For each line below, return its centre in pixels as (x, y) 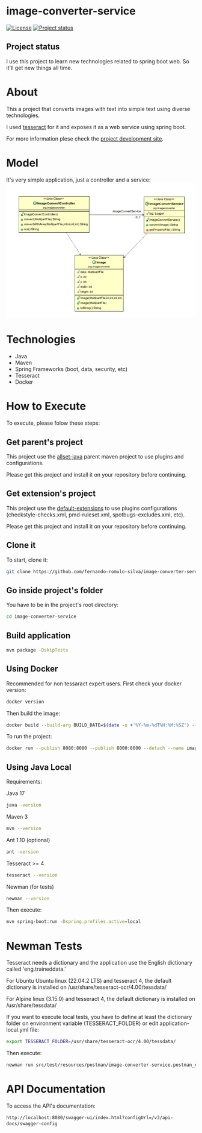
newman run (20, 1065)
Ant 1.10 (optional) (28, 840)
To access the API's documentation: (51, 1106)
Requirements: (24, 782)
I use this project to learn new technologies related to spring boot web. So (98, 61)
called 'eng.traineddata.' (36, 969)
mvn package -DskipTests (37, 650)
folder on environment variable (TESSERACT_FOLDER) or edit (82, 1023)
